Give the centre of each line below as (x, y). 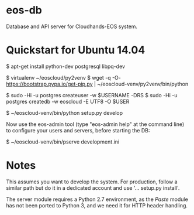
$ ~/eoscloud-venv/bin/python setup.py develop (64, 112)
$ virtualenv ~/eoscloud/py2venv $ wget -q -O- (64, 77)
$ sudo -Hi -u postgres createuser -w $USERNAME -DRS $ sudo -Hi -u (92, 95)
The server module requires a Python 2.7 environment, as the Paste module (97, 199)
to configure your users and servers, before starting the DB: (78, 130)
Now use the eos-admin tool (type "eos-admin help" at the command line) (95, 124)
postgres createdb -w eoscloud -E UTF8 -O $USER (68, 101)
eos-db (24, 10)
